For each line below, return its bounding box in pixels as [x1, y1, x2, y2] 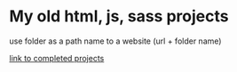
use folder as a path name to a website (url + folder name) [9, 36, 222, 46]
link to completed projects [9, 52, 105, 63]
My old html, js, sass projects [9, 6, 229, 27]
